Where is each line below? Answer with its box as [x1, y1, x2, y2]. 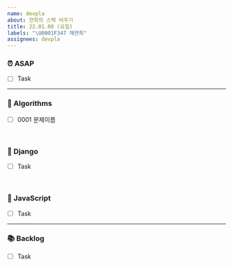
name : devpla [7, 10, 45, 17]
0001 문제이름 [17, 115, 56, 123]
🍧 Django [7, 146, 38, 156]
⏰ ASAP [7, 59, 35, 69]
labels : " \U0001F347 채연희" [7, 29, 87, 37]
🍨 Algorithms [7, 98, 53, 108]
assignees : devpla [7, 36, 60, 43]
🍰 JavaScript [7, 193, 51, 203]
